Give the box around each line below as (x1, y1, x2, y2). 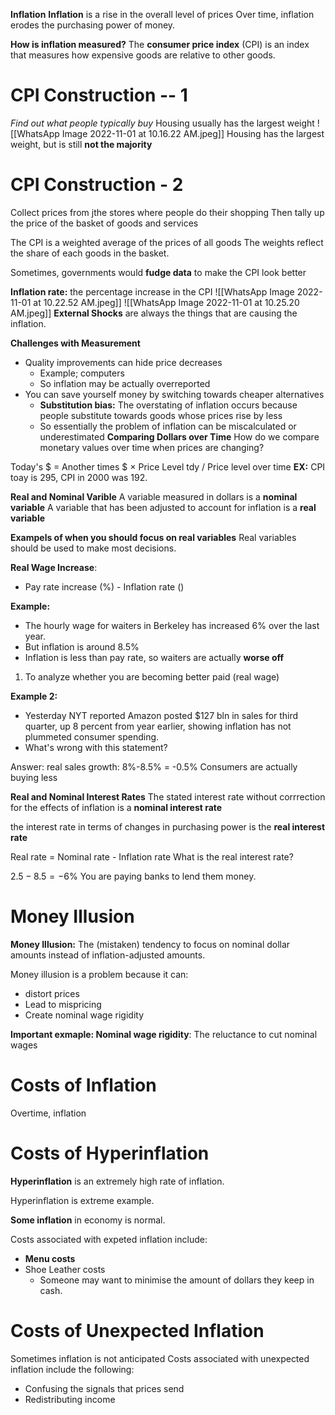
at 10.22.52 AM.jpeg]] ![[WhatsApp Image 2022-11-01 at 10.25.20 (33, 296, 300, 308)
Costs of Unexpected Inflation (10, 1319, 265, 1342)
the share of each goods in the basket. (10, 247, 170, 259)
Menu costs (24, 1252, 76, 1264)
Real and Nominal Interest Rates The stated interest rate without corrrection (10, 790, 326, 803)
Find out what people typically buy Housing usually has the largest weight (10, 117, 315, 129)
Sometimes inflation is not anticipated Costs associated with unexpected (10, 1352, 310, 1364)
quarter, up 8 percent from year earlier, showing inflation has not (24, 720, 292, 732)
